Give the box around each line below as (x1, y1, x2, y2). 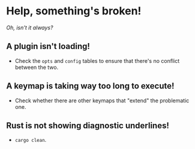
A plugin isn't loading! (6, 41, 90, 51)
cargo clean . (14, 136, 47, 144)
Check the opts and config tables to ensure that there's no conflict (14, 57, 180, 64)
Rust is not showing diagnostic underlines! (6, 120, 170, 130)
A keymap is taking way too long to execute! (6, 81, 175, 91)
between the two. (14, 63, 59, 71)
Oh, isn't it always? (6, 24, 53, 31)
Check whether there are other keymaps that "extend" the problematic (14, 97, 190, 104)
